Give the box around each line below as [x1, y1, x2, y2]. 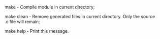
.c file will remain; [4, 19, 40, 24]
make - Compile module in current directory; [4, 4, 95, 10]
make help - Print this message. [4, 28, 69, 34]
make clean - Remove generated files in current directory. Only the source [4, 14, 156, 19]
